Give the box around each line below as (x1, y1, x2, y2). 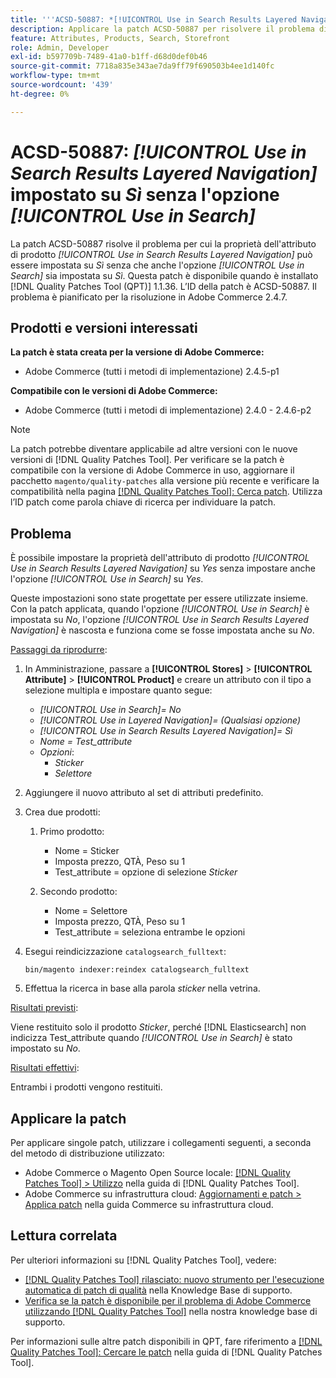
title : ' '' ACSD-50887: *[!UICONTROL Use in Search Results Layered (10, 14, 298, 25)
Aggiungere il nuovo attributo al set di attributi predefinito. (24, 787, 264, 799)
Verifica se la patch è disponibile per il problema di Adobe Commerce (24, 1294, 312, 1306)
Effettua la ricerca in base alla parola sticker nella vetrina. (24, 982, 261, 995)
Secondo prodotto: (39, 886, 118, 898)
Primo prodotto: (39, 826, 105, 838)
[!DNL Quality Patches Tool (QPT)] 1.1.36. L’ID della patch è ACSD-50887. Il (10, 280, 317, 292)
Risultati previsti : (10, 1002, 79, 1014)
